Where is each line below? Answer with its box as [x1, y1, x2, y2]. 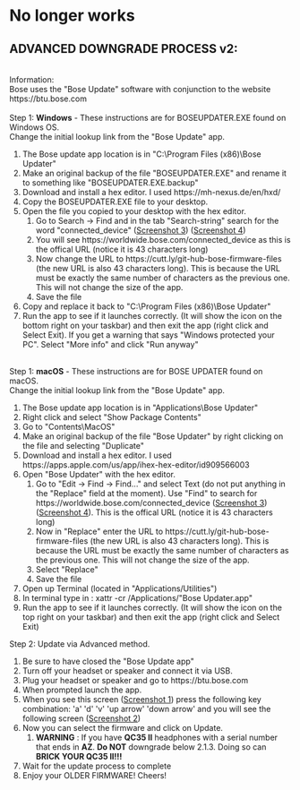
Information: [9, 74, 55, 85]
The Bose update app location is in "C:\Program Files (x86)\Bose [21, 149, 261, 159]
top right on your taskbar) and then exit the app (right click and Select [21, 612, 280, 623]
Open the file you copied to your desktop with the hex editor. [21, 206, 246, 216]
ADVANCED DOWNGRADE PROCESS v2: [9, 41, 239, 56]
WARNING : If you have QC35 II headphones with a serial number [35, 732, 279, 743]
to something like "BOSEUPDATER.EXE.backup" [21, 177, 199, 188]
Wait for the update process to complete [21, 760, 172, 771]
